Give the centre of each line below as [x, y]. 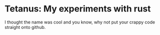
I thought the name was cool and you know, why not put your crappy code [80, 22]
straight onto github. [25, 27]
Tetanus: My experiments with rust [78, 9]
